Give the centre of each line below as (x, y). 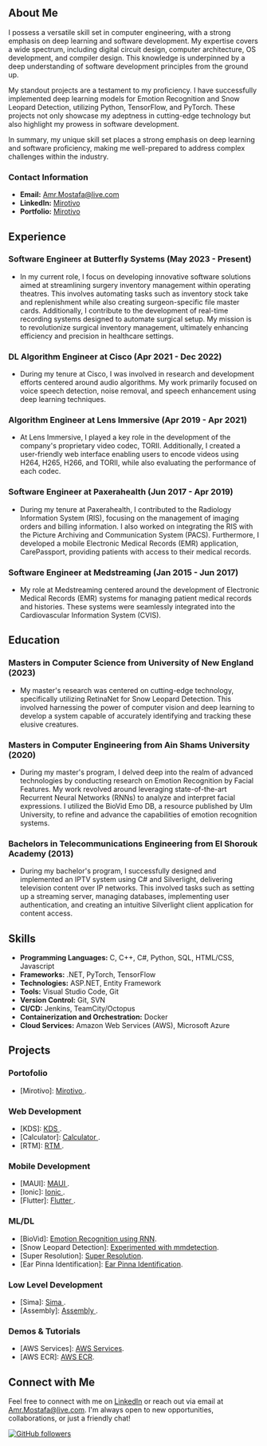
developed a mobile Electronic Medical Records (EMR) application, (129, 543)
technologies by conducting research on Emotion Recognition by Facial (136, 780)
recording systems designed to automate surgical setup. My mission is (136, 319)
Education (34, 640)
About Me (33, 13)
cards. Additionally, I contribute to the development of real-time (124, 310)
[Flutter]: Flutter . (47, 1200)
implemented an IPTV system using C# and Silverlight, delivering (126, 880)
